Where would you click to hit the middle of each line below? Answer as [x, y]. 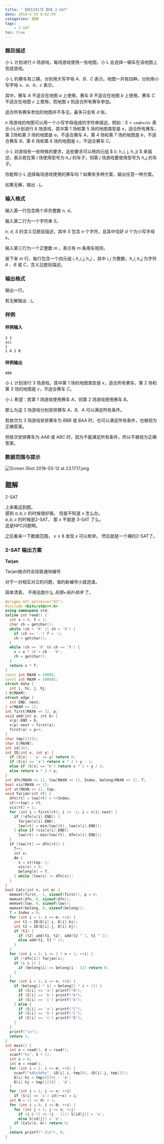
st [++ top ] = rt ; [26, 803]
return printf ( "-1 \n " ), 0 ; [37, 1133]
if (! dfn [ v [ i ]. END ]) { [37, 817]
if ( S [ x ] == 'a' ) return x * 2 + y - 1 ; [51, 762]
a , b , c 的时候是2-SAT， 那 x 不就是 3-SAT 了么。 [55, 519]
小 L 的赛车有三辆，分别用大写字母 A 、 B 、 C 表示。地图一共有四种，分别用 [80, 79]
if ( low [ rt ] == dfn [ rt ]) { [37, 844]
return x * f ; [24, 666]
